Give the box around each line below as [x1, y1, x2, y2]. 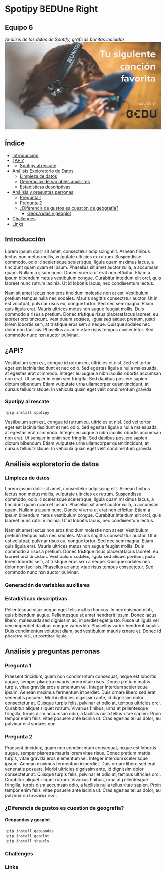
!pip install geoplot [5, 833, 50, 838]
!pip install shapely [5, 838, 50, 843]
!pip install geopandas [5, 828, 54, 833]
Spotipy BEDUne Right [5, 3, 98, 15]
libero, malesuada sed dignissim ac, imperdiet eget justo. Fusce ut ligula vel [5, 617, 159, 623]
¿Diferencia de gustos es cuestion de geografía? [5, 804, 124, 811]
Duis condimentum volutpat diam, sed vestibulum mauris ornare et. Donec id [5, 628, 161, 634]
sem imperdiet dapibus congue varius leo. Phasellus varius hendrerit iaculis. [5, 622, 160, 628]
